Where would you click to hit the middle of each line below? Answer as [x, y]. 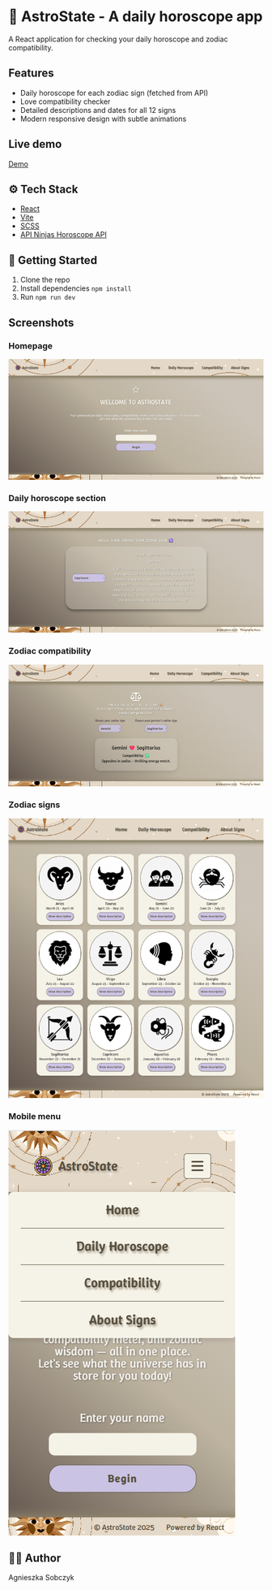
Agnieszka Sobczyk [41, 1578]
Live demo [35, 144]
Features [31, 73]
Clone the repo [45, 280]
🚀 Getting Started [53, 260]
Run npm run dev [48, 297]
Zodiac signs [34, 805]
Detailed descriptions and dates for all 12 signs [98, 110]
